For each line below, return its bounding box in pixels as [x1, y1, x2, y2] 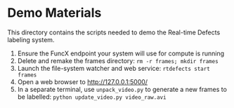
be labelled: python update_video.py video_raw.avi [17, 93, 167, 101]
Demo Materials [7, 5, 102, 21]
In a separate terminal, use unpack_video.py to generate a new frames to [17, 85, 227, 93]
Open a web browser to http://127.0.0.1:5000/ [17, 77, 148, 86]
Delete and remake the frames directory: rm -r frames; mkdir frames [17, 56, 219, 65]
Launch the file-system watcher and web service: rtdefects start [17, 64, 211, 72]
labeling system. [7, 35, 55, 43]
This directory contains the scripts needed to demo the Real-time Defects [7, 28, 221, 36]
